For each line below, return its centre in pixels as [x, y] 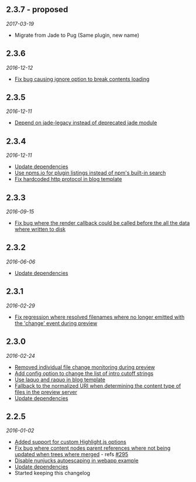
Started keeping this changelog [52, 473]
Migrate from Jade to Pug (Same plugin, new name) [77, 35]
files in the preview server [46, 392]
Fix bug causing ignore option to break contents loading [82, 79]
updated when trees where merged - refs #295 [71, 454]
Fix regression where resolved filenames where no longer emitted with [99, 317]
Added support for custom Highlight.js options [71, 442]
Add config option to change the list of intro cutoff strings [84, 373]
